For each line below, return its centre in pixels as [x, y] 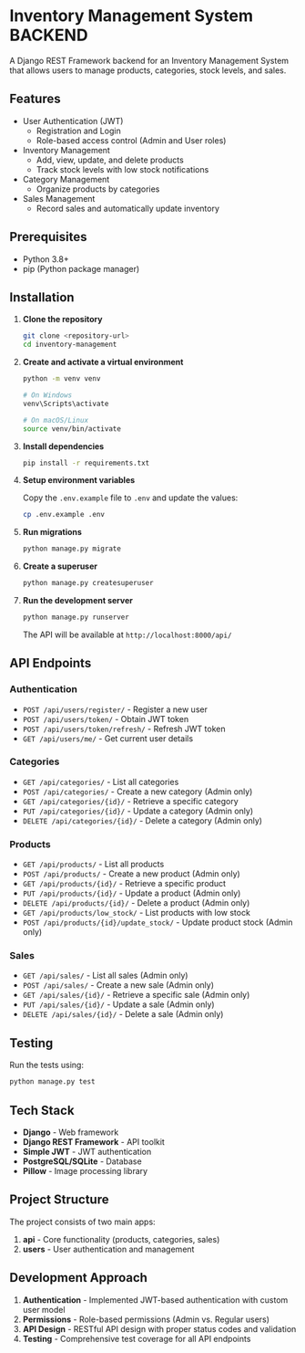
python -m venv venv [61, 379]
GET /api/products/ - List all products [93, 865]
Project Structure [59, 1200]
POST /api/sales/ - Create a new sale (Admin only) [118, 985]
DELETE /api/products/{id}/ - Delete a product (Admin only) [136, 903]
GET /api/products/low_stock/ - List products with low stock [136, 913]
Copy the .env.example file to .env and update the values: [130, 498]
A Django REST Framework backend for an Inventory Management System [149, 60]
